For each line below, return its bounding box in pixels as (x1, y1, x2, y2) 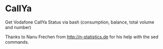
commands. (5, 39, 30, 45)
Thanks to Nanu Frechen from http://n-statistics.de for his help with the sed (5, 34, 159, 40)
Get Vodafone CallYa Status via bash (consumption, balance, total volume (5, 19, 155, 25)
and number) (5, 24, 32, 30)
